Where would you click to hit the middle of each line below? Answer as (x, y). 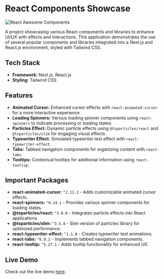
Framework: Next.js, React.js (42, 75)
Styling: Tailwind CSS (34, 80)
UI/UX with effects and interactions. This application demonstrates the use (81, 37)
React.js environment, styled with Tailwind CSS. (53, 47)
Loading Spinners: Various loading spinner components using (75, 118)
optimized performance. (37, 229)
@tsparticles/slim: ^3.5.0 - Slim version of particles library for (76, 223)
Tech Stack (23, 63)
